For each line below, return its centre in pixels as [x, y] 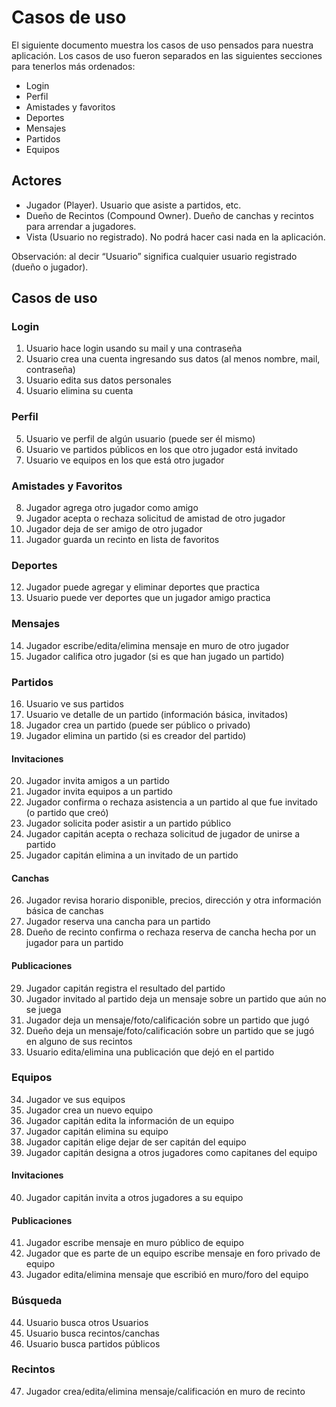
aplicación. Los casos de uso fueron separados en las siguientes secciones [167, 55]
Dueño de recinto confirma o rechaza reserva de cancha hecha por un [171, 932]
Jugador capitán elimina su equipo [97, 1131]
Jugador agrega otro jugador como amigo [112, 508]
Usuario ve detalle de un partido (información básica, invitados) [157, 714]
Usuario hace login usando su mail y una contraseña [134, 348]
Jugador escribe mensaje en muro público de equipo [135, 1243]
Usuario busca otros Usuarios [87, 1322]
